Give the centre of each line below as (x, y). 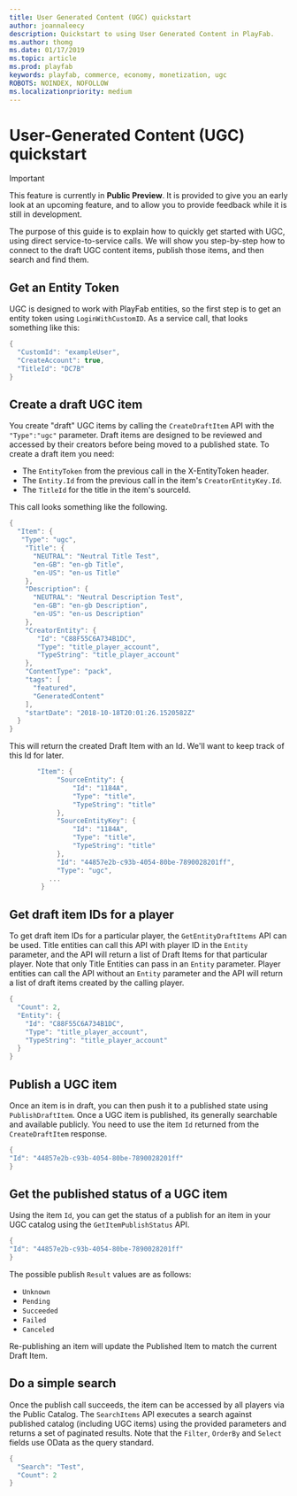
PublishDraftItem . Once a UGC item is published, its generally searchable (143, 1114)
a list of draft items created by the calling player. (97, 983)
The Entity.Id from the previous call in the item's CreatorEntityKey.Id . (152, 481)
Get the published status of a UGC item (118, 1194)
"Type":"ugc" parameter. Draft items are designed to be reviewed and (136, 436)
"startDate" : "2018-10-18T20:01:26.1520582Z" (110, 713)
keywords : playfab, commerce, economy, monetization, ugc (118, 75)
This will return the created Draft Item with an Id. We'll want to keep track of (147, 746)
